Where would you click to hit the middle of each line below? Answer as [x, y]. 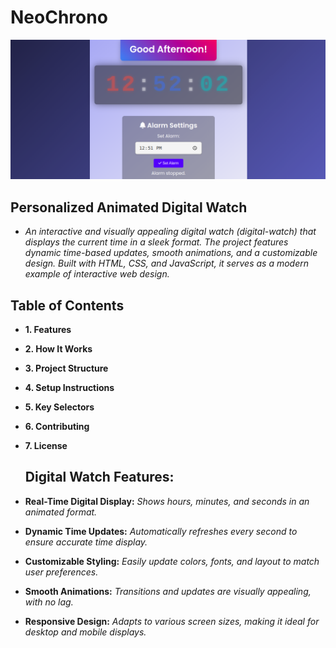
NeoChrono [59, 17]
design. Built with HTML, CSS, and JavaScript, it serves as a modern [167, 263]
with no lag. [49, 602]
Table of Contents [67, 305]
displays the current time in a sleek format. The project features [156, 242]
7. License [46, 446]
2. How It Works [58, 349]
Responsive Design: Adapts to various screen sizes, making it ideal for [172, 621]
